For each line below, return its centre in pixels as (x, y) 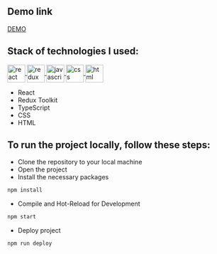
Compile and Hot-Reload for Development (79, 204)
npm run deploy (30, 244)
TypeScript (34, 107)
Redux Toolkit (38, 100)
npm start (22, 217)
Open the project (42, 169)
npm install (25, 190)
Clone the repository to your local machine (80, 162)
